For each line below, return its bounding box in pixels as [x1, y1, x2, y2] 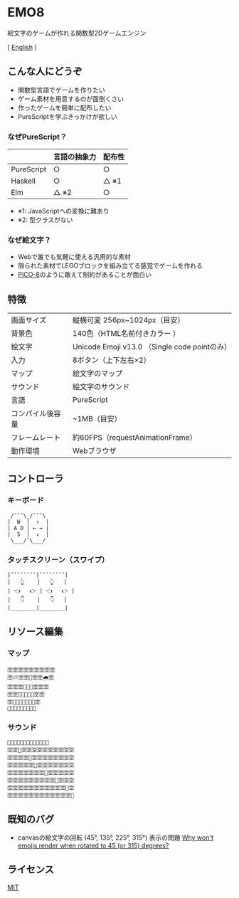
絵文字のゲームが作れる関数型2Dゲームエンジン [7, 28, 147, 37]
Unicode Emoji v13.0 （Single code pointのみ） [72, 342, 231, 352]
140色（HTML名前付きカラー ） [72, 329, 180, 339]
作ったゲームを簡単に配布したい [17, 103, 112, 112]
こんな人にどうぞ [7, 65, 83, 78]
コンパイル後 [11, 408, 55, 418]
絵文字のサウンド [72, 382, 130, 392]
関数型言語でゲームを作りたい [17, 85, 105, 94]
